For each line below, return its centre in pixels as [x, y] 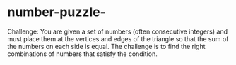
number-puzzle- [57, 12]
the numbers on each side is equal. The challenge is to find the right [106, 46]
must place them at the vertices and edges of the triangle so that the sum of [118, 38]
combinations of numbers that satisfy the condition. [82, 54]
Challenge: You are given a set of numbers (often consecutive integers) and [118, 31]
